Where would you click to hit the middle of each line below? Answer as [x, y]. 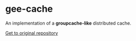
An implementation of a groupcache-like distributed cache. [69, 23]
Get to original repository [32, 33]
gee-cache [29, 9]
